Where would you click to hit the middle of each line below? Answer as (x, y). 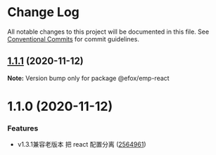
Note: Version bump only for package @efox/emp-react (89, 78)
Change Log (43, 12)
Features (23, 128)
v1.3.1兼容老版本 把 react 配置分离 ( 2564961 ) (82, 144)
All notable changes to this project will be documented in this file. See (108, 32)
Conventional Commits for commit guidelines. (73, 39)
